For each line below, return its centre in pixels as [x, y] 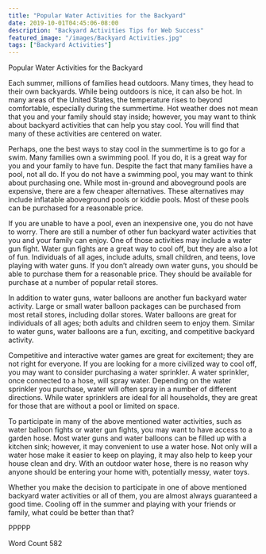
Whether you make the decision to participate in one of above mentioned [128, 487]
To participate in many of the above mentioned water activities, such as [125, 421]
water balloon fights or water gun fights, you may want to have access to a [130, 430]
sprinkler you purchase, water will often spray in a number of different [122, 389]
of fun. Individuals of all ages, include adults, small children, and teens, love [132, 257]
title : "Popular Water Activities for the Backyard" [97, 15]
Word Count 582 [35, 544]
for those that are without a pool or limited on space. [94, 406]
